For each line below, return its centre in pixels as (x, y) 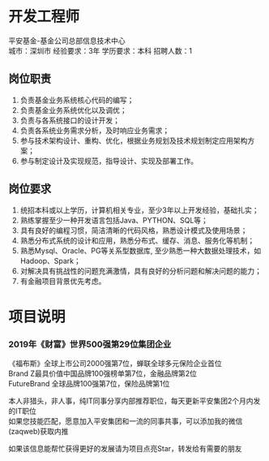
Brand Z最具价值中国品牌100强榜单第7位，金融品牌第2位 (102, 373)
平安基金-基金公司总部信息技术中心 (67, 41)
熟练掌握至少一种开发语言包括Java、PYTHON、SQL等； (114, 220)
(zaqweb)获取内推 (38, 432)
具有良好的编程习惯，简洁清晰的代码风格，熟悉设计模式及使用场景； (134, 230)
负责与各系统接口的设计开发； (70, 120)
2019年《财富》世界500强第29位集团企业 (90, 344)
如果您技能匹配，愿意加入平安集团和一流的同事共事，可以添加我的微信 (126, 421)
